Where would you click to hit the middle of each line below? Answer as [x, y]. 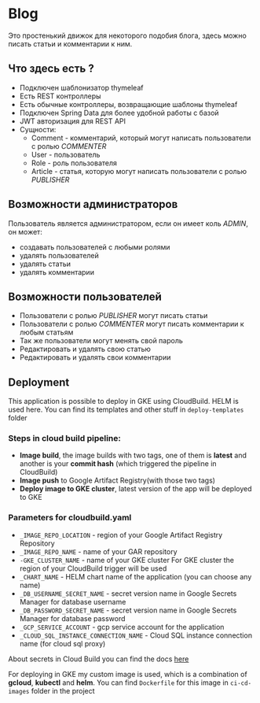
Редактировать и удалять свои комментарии [95, 357]
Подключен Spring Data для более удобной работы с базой [119, 113]
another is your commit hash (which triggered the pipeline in [118, 464]
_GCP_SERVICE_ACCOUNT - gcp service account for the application [122, 627]
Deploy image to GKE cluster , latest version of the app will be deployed [136, 489]
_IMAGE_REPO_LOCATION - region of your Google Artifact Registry [121, 535]
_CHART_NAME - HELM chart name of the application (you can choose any [135, 576]
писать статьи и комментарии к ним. [70, 43]
